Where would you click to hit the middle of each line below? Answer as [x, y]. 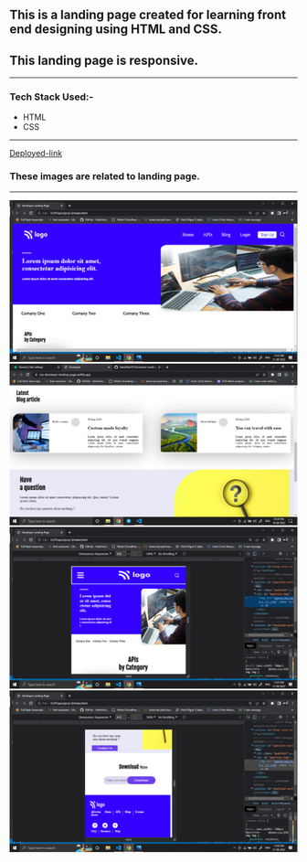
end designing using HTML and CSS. [116, 30]
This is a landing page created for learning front [148, 15]
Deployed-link [36, 153]
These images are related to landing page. [105, 176]
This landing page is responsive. [104, 60]
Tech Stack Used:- [52, 97]
